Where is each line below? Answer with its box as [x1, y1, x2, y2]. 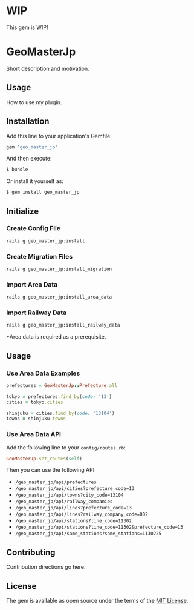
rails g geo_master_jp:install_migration [6, 266, 112, 272]
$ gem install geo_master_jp [6, 189, 80, 196]
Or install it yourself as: [6, 177, 63, 185]
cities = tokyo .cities [6, 399, 63, 405]
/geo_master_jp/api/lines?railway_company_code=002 [15, 511, 148, 518]
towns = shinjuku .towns [6, 416, 66, 422]
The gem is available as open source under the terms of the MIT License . [6, 597, 189, 605]
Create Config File [6, 224, 61, 233]
